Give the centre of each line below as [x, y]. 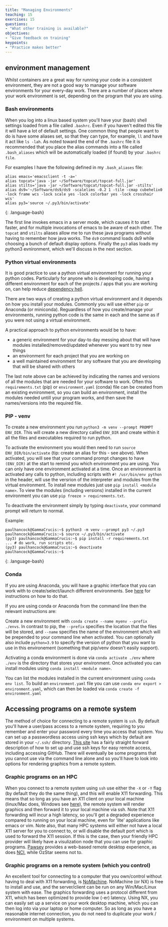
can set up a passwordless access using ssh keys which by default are [78, 737]
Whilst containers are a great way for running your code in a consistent [78, 80]
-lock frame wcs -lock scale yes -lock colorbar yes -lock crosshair [79, 194]
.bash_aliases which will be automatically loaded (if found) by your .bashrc [83, 152]
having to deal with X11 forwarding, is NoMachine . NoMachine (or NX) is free [84, 882]
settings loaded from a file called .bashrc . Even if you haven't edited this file [84, 125]
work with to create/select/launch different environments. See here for [78, 591]
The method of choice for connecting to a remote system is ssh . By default [82, 721]
